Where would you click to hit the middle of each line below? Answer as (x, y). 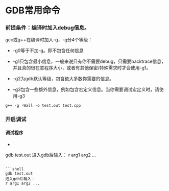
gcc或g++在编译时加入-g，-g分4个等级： (49, 40)
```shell (15, 169)
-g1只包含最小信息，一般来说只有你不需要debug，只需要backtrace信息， (89, 61)
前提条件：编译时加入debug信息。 (47, 28)
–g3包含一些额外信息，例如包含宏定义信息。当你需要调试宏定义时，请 (86, 89)
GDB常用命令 (33, 10)
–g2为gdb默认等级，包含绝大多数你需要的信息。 (63, 79)
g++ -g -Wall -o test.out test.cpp (43, 106)
